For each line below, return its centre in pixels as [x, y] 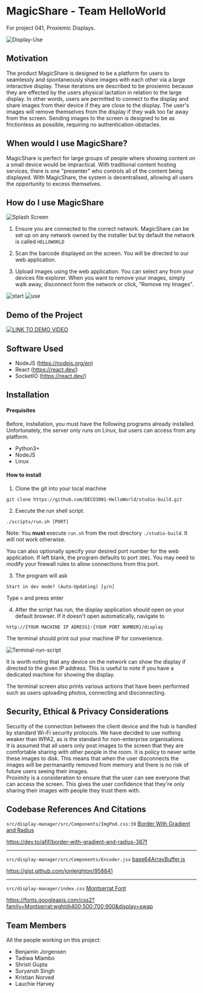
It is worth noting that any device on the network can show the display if [96, 661]
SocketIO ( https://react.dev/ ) [50, 376]
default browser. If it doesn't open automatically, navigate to [90, 616]
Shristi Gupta [31, 965]
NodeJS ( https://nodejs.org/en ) [54, 363]
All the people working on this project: [53, 940]
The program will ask [41, 576]
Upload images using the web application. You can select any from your [105, 272]
